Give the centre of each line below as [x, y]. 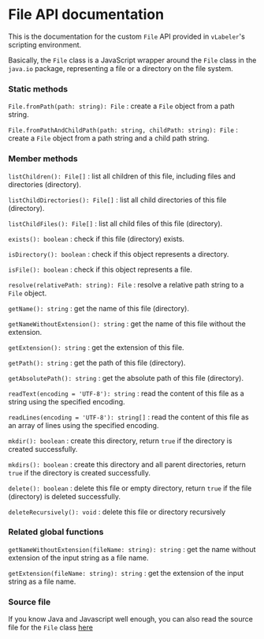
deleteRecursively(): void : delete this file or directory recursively [117, 512]
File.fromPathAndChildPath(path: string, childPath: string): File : [123, 130]
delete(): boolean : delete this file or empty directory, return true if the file [130, 488]
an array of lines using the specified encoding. [84, 425]
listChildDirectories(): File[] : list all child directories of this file [117, 200]
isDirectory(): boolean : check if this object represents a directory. [119, 254]
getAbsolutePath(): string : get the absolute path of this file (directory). [126, 378]
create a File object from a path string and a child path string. [109, 138]
